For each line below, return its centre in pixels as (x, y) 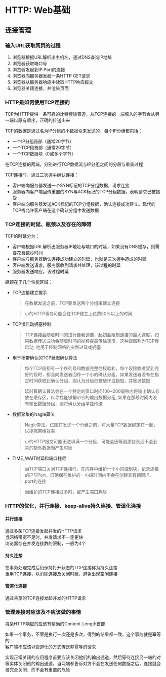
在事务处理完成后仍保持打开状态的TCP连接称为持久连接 (61, 567)
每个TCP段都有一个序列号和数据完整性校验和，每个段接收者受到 (89, 369)
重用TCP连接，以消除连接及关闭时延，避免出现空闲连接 (61, 574)
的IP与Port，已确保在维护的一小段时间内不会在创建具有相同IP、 (89, 475)
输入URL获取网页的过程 (33, 45)
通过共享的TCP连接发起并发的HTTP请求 (46, 598)
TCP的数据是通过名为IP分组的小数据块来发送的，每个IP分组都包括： (74, 131)
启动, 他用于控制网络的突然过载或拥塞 (63, 347)
